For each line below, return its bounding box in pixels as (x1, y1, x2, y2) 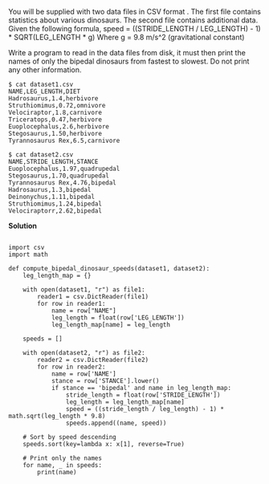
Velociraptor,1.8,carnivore (8, 108, 103, 116)
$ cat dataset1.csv (8, 80, 74, 88)
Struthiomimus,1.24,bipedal (8, 200, 103, 208)
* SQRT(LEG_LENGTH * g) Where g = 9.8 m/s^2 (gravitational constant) (8, 32, 245, 42)
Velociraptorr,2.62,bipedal (8, 207, 103, 215)
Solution (8, 221, 38, 230)
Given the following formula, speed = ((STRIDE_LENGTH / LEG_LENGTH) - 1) (8, 24, 261, 33)
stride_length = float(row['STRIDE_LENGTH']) (65, 391, 221, 399)
